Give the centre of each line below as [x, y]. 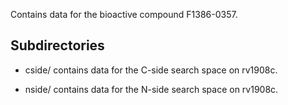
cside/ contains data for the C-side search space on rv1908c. [151, 70]
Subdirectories [57, 45]
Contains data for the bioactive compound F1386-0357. [124, 14]
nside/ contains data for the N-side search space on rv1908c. [151, 89]
